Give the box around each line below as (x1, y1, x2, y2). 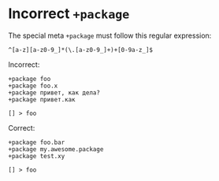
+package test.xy (8, 152, 65, 160)
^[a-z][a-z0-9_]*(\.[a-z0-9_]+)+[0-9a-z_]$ (8, 46, 154, 54)
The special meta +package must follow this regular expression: (8, 31, 212, 40)
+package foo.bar (8, 139, 65, 146)
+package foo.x (8, 82, 58, 90)
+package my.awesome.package (8, 145, 104, 153)
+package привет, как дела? (8, 88, 101, 97)
